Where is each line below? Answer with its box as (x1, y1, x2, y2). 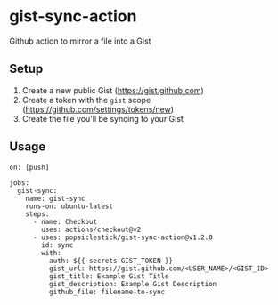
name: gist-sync (25, 194, 86, 203)
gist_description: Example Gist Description (48, 279, 217, 288)
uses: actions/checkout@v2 (41, 225, 142, 234)
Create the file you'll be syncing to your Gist (21, 113, 184, 124)
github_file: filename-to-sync (48, 287, 166, 296)
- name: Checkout (32, 217, 98, 226)
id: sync (41, 240, 74, 250)
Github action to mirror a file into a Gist (9, 36, 151, 46)
